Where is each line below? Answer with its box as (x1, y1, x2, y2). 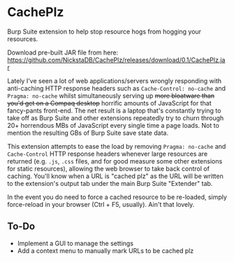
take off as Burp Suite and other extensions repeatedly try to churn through (7, 113, 224, 122)
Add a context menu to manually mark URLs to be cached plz (17, 246, 194, 255)
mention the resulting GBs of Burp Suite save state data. (7, 129, 169, 137)
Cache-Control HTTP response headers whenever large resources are (7, 150, 208, 158)
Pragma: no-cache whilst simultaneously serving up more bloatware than (7, 92, 215, 100)
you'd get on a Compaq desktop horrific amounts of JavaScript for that (7, 99, 212, 107)
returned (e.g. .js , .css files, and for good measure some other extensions (7, 157, 223, 165)
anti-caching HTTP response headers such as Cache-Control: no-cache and (7, 84, 226, 92)
